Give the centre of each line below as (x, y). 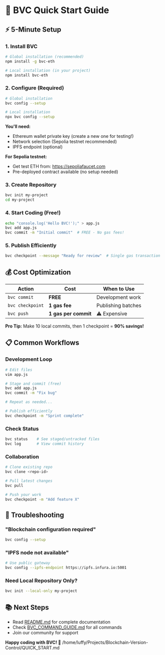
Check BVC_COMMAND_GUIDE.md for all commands (67, 627)
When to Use (119, 289)
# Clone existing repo (29, 467)
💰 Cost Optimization (38, 272)
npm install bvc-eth (27, 75)
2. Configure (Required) (35, 88)
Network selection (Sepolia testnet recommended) (64, 142)
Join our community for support (45, 633)
